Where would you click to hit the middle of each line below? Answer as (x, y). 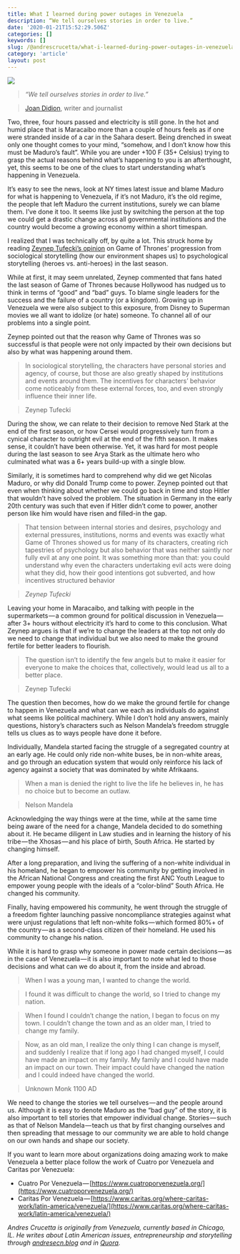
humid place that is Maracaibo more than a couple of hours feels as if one (116, 129)
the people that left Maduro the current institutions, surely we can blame (114, 204)
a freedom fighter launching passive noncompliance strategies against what (119, 914)
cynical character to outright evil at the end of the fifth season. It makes (112, 438)
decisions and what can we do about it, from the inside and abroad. (106, 966)
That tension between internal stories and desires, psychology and (123, 527)
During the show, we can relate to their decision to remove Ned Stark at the (118, 423)
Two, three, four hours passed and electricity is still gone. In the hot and (113, 121)
